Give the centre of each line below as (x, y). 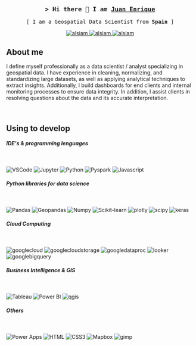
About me (25, 52)
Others (15, 310)
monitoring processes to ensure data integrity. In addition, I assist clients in (98, 92)
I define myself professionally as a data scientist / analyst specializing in (95, 66)
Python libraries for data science (48, 183)
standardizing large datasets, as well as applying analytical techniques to (96, 79)
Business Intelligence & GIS (41, 270)
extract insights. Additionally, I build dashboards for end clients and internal (99, 85)
